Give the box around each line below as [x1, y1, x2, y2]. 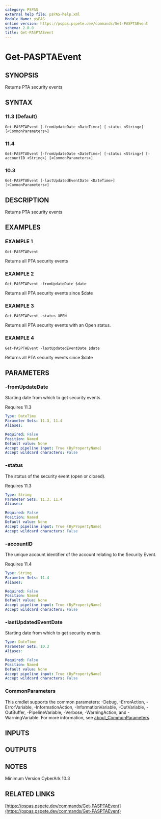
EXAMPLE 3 [5, 302, 34, 309]
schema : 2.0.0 [5, 26, 34, 31]
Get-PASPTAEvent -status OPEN [5, 314, 67, 319]
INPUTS [5, 729, 29, 737]
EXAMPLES [5, 223, 41, 232]
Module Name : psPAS [5, 16, 45, 21]
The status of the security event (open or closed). [5, 473, 106, 479]
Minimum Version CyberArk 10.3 [5, 776, 70, 782]
